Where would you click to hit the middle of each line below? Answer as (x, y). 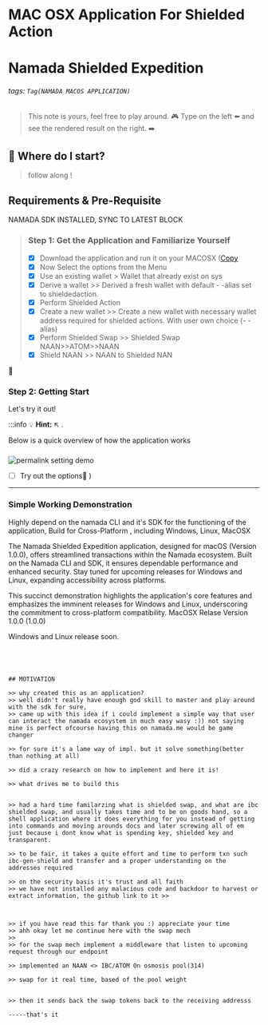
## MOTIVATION (32, 679)
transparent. (30, 840)
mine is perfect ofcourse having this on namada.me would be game (121, 728)
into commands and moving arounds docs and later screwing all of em (126, 826)
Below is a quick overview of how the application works (100, 440)
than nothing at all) (44, 756)
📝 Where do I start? (57, 156)
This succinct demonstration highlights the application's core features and (130, 595)
